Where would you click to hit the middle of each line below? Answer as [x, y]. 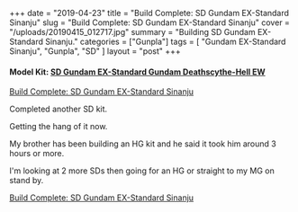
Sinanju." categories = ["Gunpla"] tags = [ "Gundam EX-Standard [165, 41]
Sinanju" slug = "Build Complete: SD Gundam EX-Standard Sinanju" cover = [150, 22]
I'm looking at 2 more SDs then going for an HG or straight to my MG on [142, 171]
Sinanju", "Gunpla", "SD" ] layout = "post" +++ [95, 51]
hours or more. [37, 154]
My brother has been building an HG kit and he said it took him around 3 [143, 144]
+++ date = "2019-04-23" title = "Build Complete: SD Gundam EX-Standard [149, 13]
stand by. [27, 181]
